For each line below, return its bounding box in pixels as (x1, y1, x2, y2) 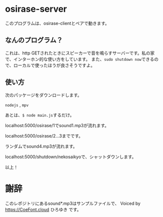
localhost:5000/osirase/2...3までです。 (5, 133, 83, 138)
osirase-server (5, 3, 67, 15)
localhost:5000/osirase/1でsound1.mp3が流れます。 (5, 122, 109, 128)
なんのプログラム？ (5, 36, 63, 45)
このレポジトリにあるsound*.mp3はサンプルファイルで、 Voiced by (5, 200, 141, 206)
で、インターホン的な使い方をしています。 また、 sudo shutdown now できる (5, 56, 154, 62)
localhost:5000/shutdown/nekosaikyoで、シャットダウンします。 (5, 154, 137, 160)
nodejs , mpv (5, 102, 29, 108)
